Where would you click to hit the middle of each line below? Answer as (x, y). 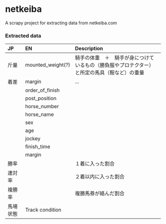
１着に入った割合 (95, 164)
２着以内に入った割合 (100, 177)
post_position (41, 99)
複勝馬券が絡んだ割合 (100, 193)
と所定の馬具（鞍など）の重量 (110, 73)
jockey (33, 139)
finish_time (38, 147)
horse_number (42, 107)
